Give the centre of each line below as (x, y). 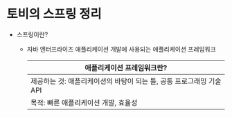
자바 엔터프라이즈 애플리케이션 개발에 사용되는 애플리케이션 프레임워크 (121, 49)
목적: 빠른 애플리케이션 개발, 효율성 (84, 103)
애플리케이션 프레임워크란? (126, 67)
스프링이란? (32, 34)
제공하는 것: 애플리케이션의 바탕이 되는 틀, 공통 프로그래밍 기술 (126, 81)
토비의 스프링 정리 (54, 14)
